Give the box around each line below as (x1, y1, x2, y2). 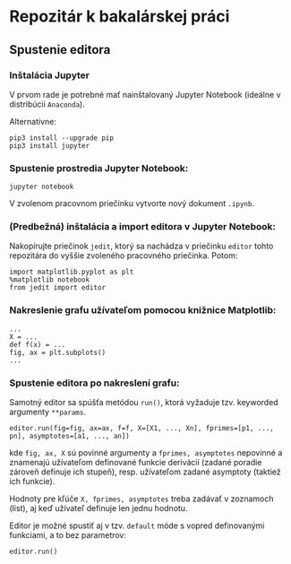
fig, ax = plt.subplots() (9, 348, 106, 357)
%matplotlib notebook (9, 275, 90, 284)
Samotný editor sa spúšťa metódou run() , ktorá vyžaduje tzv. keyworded (9, 397, 279, 408)
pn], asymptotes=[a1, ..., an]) (9, 432, 130, 441)
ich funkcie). (9, 476, 56, 487)
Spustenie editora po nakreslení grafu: (9, 377, 181, 389)
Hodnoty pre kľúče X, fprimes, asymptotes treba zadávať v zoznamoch (9, 493, 274, 504)
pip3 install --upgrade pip (9, 133, 115, 143)
